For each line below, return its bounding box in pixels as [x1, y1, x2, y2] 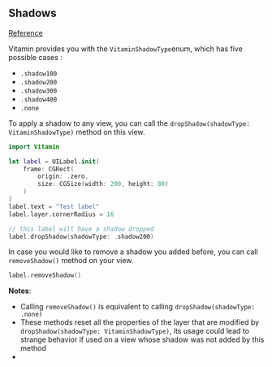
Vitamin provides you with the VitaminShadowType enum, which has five [8, 44, 244, 54]
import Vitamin [8, 142, 60, 151]
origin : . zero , [37, 172, 89, 181]
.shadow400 [19, 95, 58, 104]
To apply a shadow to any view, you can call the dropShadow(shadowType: [8, 118, 250, 128]
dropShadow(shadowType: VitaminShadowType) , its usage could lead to [19, 326, 250, 336]
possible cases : [8, 52, 63, 62]
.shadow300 [19, 87, 58, 95]
